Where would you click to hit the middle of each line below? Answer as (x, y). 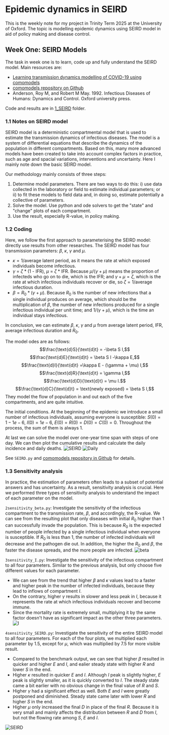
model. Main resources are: (34, 67)
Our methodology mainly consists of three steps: (56, 174)
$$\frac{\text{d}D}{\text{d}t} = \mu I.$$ (85, 381)
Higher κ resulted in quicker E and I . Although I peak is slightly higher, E (87, 675)
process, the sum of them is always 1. (44, 427)
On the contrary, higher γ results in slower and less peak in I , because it (87, 596)
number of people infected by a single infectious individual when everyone (83, 532)
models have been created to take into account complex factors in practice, (84, 154)
